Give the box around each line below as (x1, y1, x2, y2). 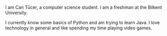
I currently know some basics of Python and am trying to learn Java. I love (5, 20, 160, 25)
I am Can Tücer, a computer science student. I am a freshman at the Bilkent (5, 5, 162, 10)
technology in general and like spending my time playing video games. (5, 25, 152, 31)
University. (5, 10, 28, 16)
